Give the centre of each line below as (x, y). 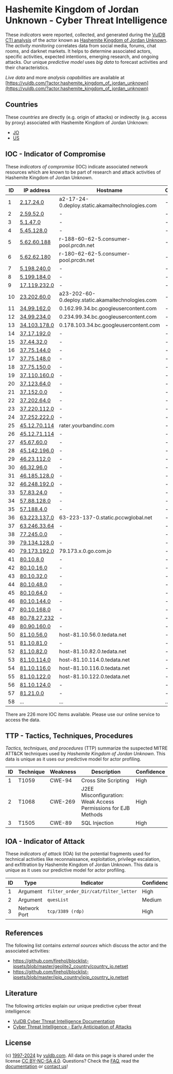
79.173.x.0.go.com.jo (85, 551)
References (24, 933)
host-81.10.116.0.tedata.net (94, 668)
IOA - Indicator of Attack (45, 841)
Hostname (109, 190)
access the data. (23, 720)
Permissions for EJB (106, 808)
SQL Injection (97, 823)
